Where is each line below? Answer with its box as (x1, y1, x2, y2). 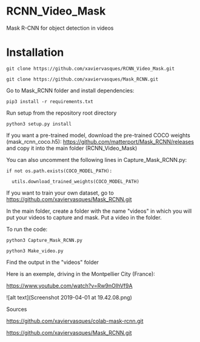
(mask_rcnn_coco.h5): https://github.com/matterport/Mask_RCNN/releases (6, 138, 194, 145)
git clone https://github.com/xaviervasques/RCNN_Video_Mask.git (6, 65, 175, 72)
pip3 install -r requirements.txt (6, 98, 94, 104)
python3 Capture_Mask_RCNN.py (6, 237, 83, 243)
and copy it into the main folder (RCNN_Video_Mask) (6, 144, 138, 152)
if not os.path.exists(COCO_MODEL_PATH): (6, 168, 113, 174)
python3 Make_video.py (6, 247, 64, 254)
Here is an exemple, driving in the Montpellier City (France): (6, 270, 156, 277)
